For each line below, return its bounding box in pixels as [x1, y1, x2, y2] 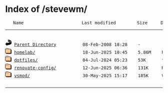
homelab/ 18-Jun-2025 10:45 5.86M [14, 49, 151, 55]
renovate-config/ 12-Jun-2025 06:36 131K [14, 65, 149, 71]
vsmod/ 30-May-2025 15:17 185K [14, 73, 149, 78]
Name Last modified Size [13, 20, 148, 25]
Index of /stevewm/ [5, 3, 87, 15]
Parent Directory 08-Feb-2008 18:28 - [14, 41, 141, 47]
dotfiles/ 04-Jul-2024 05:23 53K [14, 57, 146, 63]
